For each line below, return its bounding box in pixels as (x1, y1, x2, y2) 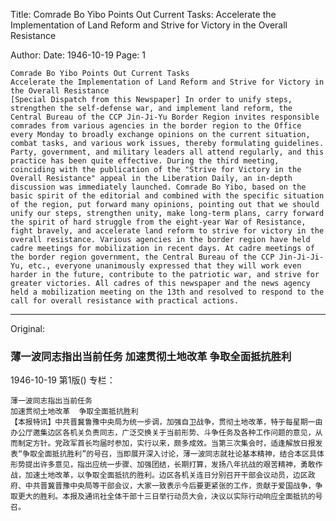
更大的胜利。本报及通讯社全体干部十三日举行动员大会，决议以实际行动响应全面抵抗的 (17, 492, 316, 502)
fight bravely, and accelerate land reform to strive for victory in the (10, 226, 325, 236)
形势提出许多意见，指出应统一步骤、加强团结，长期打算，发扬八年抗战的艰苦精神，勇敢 (10, 460, 316, 470)
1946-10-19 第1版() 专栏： (10, 374, 116, 386)
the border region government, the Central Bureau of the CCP (10, 252, 275, 262)
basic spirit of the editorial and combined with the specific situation (10, 191, 325, 201)
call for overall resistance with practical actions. (10, 296, 240, 306)
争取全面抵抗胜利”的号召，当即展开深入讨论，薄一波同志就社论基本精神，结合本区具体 (22, 449, 325, 459)
